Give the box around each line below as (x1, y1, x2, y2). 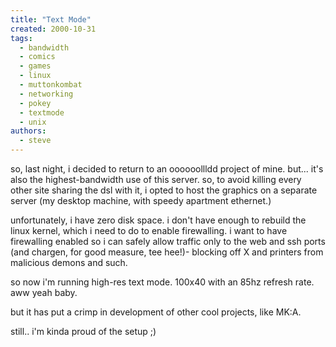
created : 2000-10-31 (10, 24, 97, 34)
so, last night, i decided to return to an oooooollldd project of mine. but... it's (10, 163, 324, 175)
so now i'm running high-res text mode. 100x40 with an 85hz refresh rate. (10, 276, 315, 288)
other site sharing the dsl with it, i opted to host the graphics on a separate (10, 184, 318, 196)
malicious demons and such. (10, 257, 128, 268)
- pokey (19, 98, 52, 108)
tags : (10, 33, 33, 43)
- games (19, 61, 52, 71)
